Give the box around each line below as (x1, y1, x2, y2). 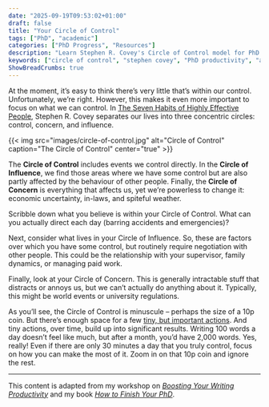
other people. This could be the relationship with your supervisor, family (8, 250, 246, 260)
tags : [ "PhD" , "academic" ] (8, 34, 98, 42)
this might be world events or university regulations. (8, 291, 180, 300)
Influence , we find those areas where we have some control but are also (8, 167, 248, 177)
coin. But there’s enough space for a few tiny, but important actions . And (8, 315, 247, 324)
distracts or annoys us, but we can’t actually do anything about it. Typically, (8, 282, 257, 292)
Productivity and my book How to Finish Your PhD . (8, 389, 175, 399)
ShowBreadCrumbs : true (8, 64, 84, 72)
